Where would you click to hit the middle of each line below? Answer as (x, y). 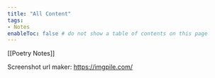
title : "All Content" (39, 14)
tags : (15, 20)
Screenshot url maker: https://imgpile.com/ (70, 67)
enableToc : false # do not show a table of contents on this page (107, 33)
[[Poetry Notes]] (31, 53)
